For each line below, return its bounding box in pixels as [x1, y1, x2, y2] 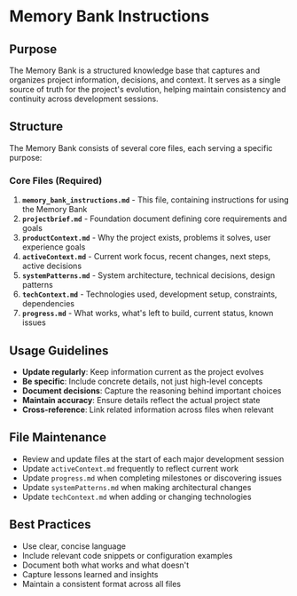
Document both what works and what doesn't [21, 560, 190, 570]
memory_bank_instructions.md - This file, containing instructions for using [21, 195, 289, 205]
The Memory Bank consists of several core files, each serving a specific [9, 142, 273, 153]
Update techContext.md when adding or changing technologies [21, 491, 252, 502]
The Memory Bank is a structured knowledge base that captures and [9, 65, 261, 75]
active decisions [21, 260, 82, 272]
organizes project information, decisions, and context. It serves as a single [9, 75, 281, 85]
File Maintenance [9, 430, 106, 445]
